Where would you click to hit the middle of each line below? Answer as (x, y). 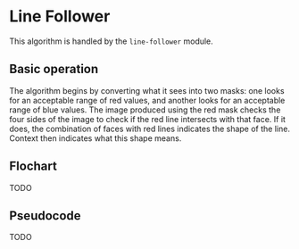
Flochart (33, 166)
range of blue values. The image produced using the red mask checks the (145, 110)
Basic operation (54, 69)
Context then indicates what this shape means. (96, 138)
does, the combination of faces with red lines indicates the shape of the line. (149, 129)
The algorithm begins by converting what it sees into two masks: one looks (147, 90)
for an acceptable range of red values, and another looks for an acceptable (147, 100)
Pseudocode (46, 216)
